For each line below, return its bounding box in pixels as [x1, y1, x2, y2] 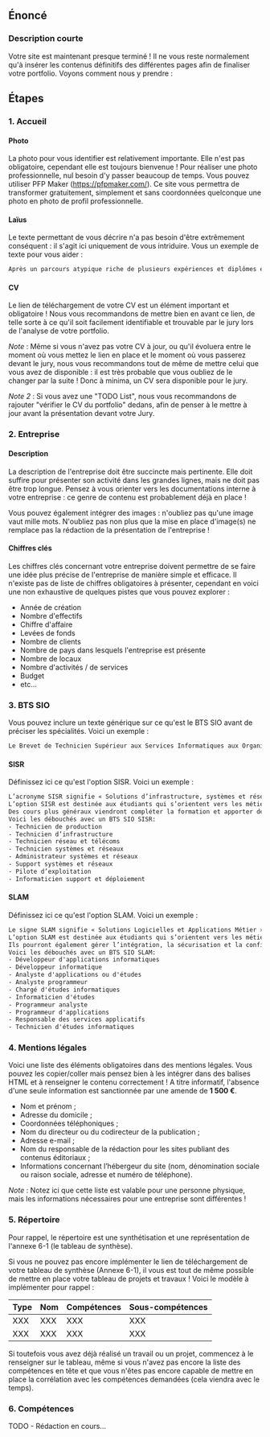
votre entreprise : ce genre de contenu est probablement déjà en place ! [8, 492, 247, 502]
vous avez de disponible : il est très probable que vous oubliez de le [8, 368, 233, 377]
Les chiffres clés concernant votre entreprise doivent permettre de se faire [8, 561, 256, 570]
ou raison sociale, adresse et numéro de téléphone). [19, 1170, 193, 1180]
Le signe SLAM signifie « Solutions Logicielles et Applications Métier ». [8, 925, 268, 934]
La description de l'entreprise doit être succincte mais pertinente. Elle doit [8, 467, 253, 476]
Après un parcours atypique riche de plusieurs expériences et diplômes [8, 266, 257, 274]
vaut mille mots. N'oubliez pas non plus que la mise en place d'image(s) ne [8, 517, 256, 526]
